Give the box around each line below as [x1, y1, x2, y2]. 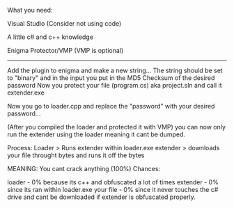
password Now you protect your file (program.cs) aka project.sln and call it [7, 81, 222, 89]
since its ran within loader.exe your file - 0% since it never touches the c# [7, 186, 219, 193]
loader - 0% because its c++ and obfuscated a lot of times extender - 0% [7, 178, 219, 186]
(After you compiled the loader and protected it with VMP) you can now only [7, 123, 226, 131]
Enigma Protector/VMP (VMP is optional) [7, 47, 124, 54]
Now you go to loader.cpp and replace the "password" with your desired [7, 102, 215, 110]
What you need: [7, 6, 53, 14]
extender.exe [7, 88, 45, 97]
